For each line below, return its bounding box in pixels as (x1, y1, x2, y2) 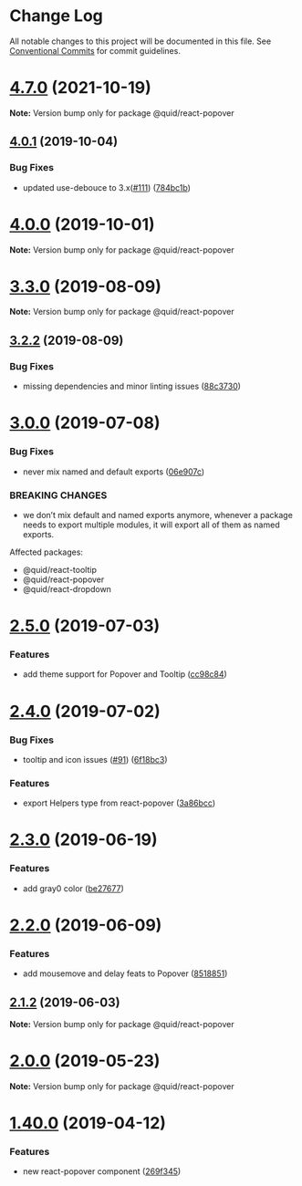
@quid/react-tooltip (22, 564, 98, 575)
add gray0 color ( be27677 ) (22, 882, 125, 894)
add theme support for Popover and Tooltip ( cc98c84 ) (22, 669, 228, 680)
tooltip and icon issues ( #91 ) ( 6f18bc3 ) (22, 754, 168, 765)
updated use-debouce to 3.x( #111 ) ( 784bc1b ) (22, 182, 192, 192)
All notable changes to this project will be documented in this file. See (9, 36, 272, 47)
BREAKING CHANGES (9, 489, 108, 502)
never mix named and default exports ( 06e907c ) (22, 466, 205, 477)
